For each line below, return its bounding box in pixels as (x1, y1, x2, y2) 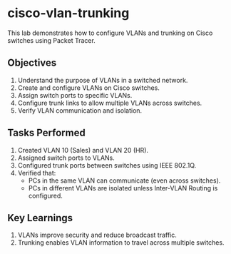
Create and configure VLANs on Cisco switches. (17, 83, 160, 92)
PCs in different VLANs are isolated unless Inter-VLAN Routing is (28, 183, 218, 192)
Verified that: (17, 168, 56, 177)
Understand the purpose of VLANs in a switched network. (17, 76, 188, 84)
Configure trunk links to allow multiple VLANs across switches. (17, 98, 202, 107)
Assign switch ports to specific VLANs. (17, 91, 133, 99)
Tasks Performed (7, 127, 86, 139)
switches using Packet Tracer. (7, 36, 96, 44)
